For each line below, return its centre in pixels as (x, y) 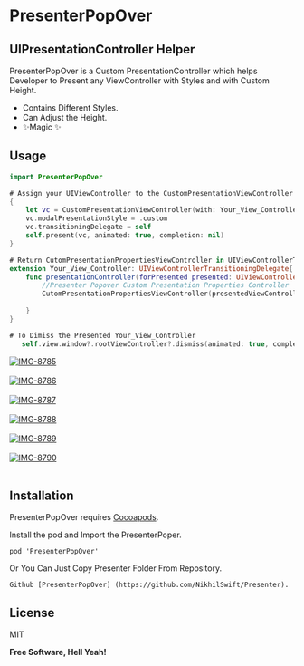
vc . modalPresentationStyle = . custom (97, 218)
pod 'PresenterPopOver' (54, 552)
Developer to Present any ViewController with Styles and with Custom (139, 81)
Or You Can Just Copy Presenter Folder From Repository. (116, 568)
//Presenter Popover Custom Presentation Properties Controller (166, 285)
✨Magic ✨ (42, 127)
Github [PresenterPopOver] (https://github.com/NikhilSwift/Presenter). (149, 585)
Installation (42, 495)
